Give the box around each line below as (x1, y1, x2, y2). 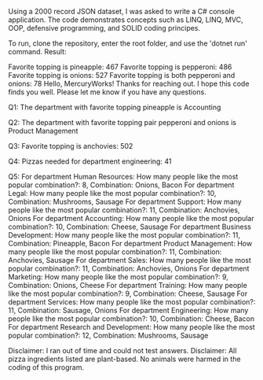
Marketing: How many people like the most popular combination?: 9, (8, 272, 229, 282)
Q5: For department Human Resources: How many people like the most (8, 172, 239, 181)
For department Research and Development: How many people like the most (8, 323, 255, 331)
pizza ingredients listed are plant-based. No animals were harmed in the (8, 354, 241, 363)
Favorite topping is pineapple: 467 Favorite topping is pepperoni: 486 (8, 62, 232, 72)
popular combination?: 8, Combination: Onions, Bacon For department (8, 180, 235, 190)
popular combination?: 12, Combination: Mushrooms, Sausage (8, 330, 209, 340)
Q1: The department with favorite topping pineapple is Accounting (8, 102, 221, 112)
